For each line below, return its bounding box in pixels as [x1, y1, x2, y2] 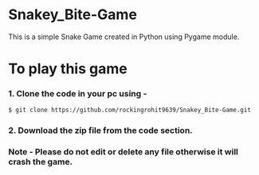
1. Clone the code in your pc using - [8, 88, 147, 99]
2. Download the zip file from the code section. [8, 125, 193, 136]
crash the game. [8, 157, 73, 168]
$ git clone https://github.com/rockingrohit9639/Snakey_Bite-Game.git [8, 106, 251, 115]
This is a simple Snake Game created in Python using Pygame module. [8, 32, 240, 41]
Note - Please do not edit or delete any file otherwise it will [8, 146, 239, 157]
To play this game [8, 60, 128, 78]
